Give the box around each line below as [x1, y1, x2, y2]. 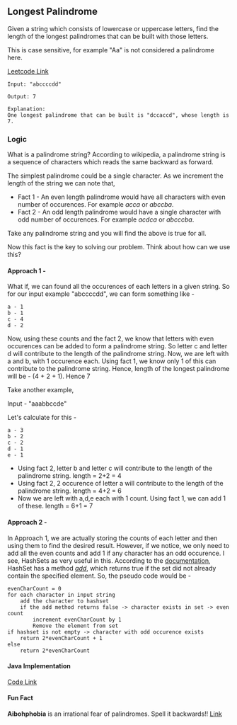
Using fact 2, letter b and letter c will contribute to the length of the [17, 464, 213, 473]
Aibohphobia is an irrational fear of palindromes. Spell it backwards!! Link [7, 709, 223, 718]
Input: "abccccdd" [7, 81, 62, 88]
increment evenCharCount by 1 [33, 616, 122, 623]
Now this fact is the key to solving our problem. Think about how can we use [7, 243, 231, 251]
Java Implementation [7, 662, 71, 670]
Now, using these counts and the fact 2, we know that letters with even [7, 334, 214, 343]
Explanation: [7, 105, 46, 113]
